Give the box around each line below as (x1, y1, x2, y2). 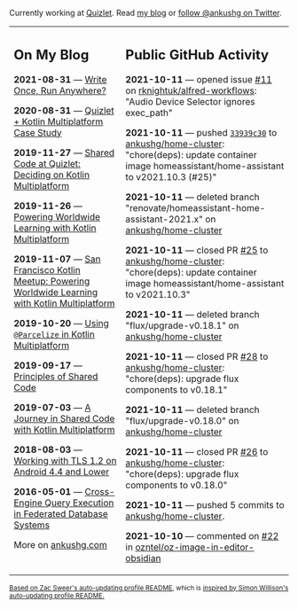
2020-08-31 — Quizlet (13, 104, 114, 116)
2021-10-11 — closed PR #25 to (125, 244, 269, 256)
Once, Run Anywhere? (13, 84, 106, 97)
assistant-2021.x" (125, 213, 204, 225)
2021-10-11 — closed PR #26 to (125, 445, 269, 457)
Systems (13, 519, 51, 531)
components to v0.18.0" (125, 479, 228, 491)
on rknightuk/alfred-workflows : (125, 84, 257, 97)
